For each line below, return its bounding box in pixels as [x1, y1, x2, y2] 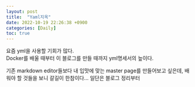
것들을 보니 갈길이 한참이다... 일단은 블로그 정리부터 [23, 75, 141, 82]
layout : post [6, 8, 38, 15]
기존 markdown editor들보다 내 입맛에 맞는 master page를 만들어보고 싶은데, [6, 67, 183, 74]
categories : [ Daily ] [6, 25, 57, 31]
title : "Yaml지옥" [6, 14, 52, 20]
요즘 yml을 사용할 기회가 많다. [6, 48, 74, 55]
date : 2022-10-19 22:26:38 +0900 [6, 19, 88, 25]
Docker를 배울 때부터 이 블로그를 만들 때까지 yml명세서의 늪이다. [6, 55, 154, 62]
